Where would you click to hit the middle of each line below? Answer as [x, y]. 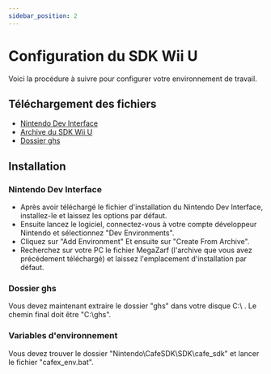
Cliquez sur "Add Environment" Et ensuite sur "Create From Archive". [135, 242]
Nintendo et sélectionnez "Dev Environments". [97, 233]
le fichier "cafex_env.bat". [51, 362]
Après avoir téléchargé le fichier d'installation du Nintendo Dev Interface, [142, 207]
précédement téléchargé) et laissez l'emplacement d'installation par [133, 259]
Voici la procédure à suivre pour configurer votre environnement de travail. [133, 79]
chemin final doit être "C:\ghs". [60, 315]
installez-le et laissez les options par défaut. [93, 216]
